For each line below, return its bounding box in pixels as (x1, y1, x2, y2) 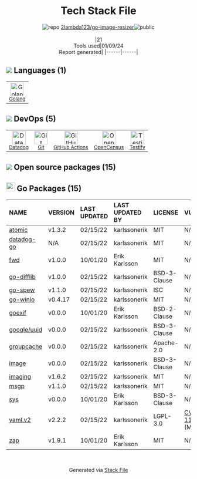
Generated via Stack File (69, 466, 128, 473)
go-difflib (9, 272, 36, 281)
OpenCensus (93, 144, 124, 150)
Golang (9, 95, 26, 102)
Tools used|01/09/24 (73, 42, 124, 49)
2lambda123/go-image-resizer (60, 23, 134, 31)
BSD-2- (153, 305, 177, 313)
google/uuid (9, 325, 43, 333)
